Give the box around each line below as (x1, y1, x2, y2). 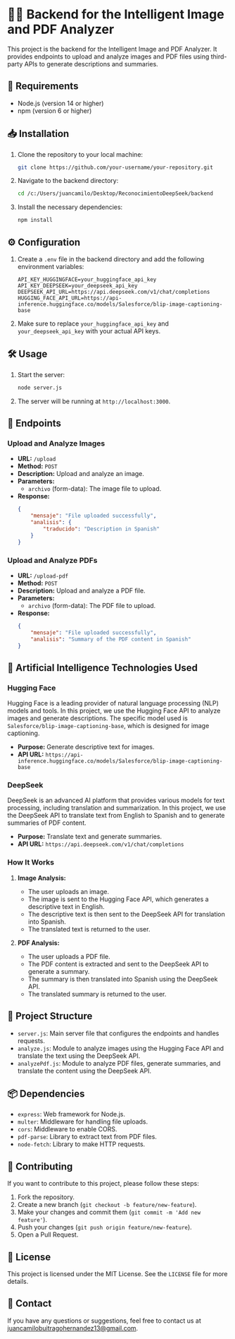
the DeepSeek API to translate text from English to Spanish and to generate (7, 811, 225, 820)
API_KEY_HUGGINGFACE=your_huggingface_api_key (17, 276, 157, 283)
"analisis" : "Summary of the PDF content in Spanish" (30, 636, 191, 643)
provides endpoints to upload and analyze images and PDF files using (7, 52, 210, 61)
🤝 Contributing (7, 1160, 73, 1172)
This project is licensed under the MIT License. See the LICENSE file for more (7, 1269, 228, 1278)
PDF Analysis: (17, 939, 60, 947)
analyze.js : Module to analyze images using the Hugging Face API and (17, 1044, 224, 1052)
